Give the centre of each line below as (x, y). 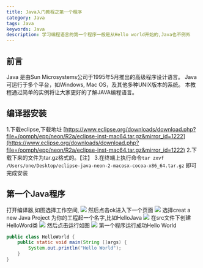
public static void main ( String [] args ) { (72, 242)
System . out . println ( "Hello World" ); (75, 248)
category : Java (26, 18)
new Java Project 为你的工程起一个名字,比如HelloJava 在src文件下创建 (99, 217)
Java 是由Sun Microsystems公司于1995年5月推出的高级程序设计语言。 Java (102, 76)
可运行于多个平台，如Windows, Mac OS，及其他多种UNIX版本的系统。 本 (98, 84)
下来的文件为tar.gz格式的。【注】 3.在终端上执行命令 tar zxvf (87, 157)
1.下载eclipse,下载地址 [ (36, 129)
